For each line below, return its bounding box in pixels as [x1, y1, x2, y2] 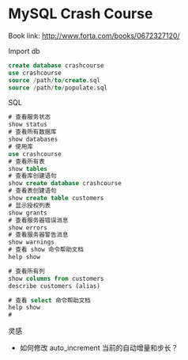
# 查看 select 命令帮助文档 [8, 296, 91, 305]
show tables [8, 165, 47, 172]
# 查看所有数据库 [8, 128, 57, 136]
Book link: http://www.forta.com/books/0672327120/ [8, 31, 180, 40]
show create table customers [8, 195, 104, 203]
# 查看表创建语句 [8, 187, 57, 195]
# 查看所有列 [8, 267, 45, 275]
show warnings [8, 238, 55, 246]
